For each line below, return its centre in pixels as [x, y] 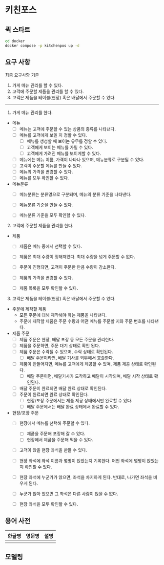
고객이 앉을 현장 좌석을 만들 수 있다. [53, 450]
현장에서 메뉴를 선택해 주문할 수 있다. [55, 423]
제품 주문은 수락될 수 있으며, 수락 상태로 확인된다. [66, 351]
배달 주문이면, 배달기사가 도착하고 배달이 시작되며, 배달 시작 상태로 [90, 376]
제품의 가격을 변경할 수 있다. [46, 278]
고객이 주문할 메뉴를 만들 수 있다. [51, 165]
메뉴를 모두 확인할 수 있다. [44, 178]
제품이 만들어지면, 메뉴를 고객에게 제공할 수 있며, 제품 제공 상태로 [81, 364]
